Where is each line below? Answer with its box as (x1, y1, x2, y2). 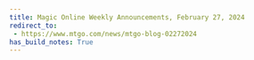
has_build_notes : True (9, 37, 94, 47)
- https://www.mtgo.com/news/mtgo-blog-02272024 (12, 29, 198, 38)
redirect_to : (9, 21, 58, 30)
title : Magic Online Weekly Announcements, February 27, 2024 (9, 12, 245, 22)
